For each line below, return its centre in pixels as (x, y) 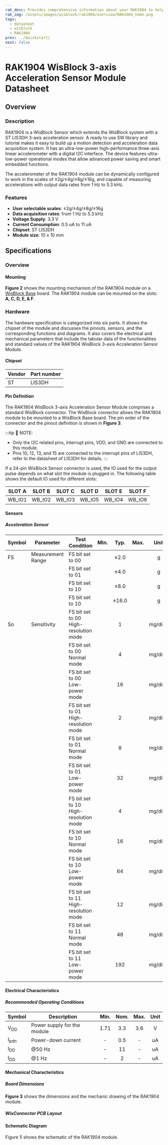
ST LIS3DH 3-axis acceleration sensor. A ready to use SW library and (76, 137)
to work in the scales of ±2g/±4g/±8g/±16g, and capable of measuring (78, 179)
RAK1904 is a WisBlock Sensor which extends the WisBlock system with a (81, 132)
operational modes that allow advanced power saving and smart (94, 159)
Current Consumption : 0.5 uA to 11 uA (52, 224)
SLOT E (113, 491)
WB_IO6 (137, 500)
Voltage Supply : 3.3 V (35, 219)
